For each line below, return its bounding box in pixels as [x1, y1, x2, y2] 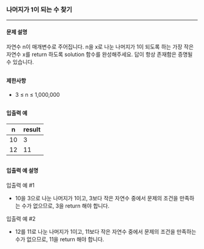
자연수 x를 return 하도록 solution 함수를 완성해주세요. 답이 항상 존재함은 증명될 [6, 51, 193, 58]
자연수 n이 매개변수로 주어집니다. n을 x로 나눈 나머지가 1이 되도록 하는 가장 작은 [6, 43, 194, 50]
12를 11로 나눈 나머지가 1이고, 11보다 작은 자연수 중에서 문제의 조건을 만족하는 [15, 228, 197, 235]
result [23, 125, 41, 133]
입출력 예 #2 [6, 215, 36, 222]
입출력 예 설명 [6, 166, 38, 174]
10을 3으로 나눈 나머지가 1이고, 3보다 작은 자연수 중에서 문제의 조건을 [15, 194, 178, 202]
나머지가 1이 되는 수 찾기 [6, 5, 73, 13]
